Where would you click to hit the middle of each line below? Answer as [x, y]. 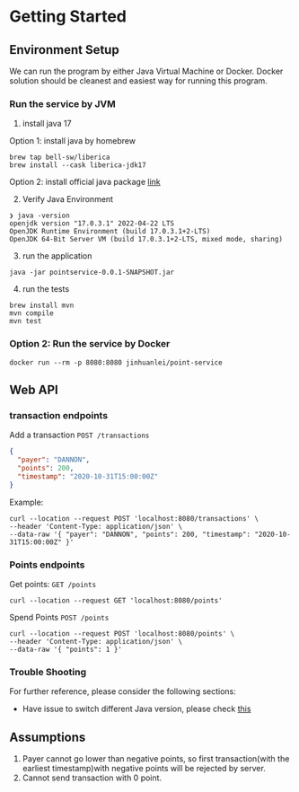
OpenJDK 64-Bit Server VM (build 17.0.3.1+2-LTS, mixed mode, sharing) [146, 240]
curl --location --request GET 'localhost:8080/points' [116, 600]
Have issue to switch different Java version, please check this [136, 709]
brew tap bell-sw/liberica [60, 158]
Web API [34, 389]
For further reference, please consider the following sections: [123, 691]
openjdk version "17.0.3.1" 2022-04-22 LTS [92, 224]
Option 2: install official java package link [85, 182]
